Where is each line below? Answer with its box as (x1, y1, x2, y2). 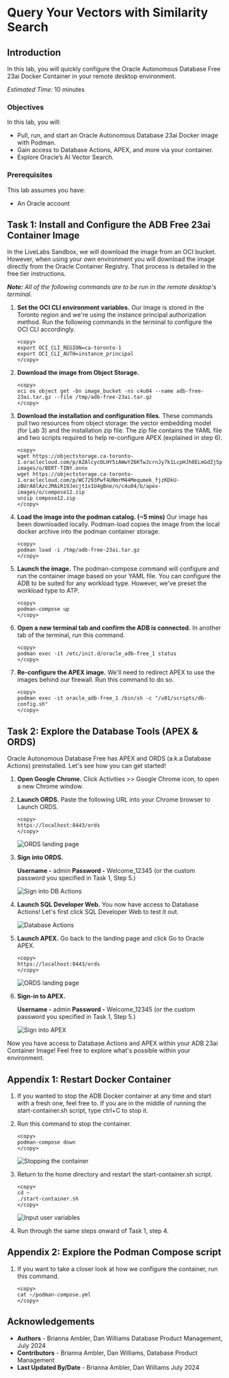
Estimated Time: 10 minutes (7, 86, 85, 93)
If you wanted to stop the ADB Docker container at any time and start (16, 1092, 212, 1100)
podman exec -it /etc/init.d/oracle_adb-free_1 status (16, 650, 177, 657)
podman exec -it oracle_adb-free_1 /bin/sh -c (16, 695, 152, 702)
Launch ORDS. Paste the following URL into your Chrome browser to (16, 796, 211, 804)
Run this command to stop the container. (16, 1120, 132, 1128)
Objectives (7, 102, 44, 112)
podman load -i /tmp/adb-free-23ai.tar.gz (16, 547, 140, 554)
